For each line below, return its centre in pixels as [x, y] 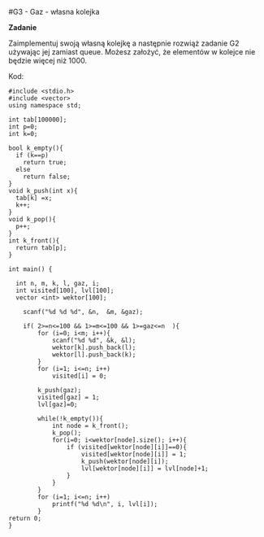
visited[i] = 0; [79, 376]
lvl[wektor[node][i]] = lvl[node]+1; [145, 469]
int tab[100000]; [38, 120]
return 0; [25, 518]
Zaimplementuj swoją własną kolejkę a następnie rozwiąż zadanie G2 [124, 43]
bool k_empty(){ [36, 148]
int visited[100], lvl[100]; [65, 290]
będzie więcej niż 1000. [48, 61]
